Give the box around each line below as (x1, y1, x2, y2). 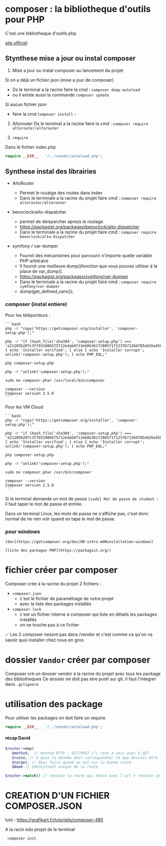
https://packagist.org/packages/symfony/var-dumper (19, 273, 128, 280)
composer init (7, 836, 37, 841)
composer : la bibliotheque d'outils (5, 3, 151, 15)
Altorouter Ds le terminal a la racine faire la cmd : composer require (12, 120, 149, 127)
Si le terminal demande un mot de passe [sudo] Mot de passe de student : (5, 495, 159, 501)
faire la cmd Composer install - (12, 111, 77, 117)
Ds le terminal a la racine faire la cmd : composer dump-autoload (12, 87, 140, 92)
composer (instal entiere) (5, 301, 68, 308)
